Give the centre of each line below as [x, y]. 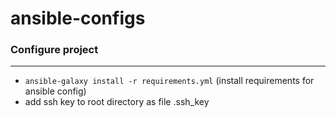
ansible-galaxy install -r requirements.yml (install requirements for [169, 81]
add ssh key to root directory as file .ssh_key [117, 102]
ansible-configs [78, 18]
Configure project [54, 50]
